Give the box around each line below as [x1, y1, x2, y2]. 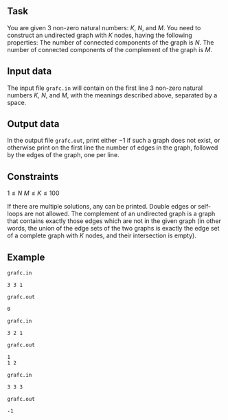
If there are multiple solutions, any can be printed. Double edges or [7, 202, 197, 211]
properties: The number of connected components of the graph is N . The [7, 38, 214, 47]
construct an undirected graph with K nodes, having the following [7, 31, 192, 39]
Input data [7, 65, 52, 78]
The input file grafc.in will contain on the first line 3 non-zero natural [7, 84, 203, 92]
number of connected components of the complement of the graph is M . [7, 45, 213, 54]
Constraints [7, 171, 59, 183]
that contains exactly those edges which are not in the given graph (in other [7, 217, 222, 225]
